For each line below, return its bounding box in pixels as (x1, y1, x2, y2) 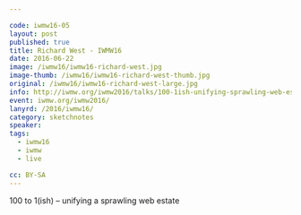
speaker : (9, 121, 42, 130)
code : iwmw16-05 (9, 21, 70, 30)
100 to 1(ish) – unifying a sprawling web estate (9, 194, 180, 206)
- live (17, 154, 42, 163)
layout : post (9, 29, 58, 39)
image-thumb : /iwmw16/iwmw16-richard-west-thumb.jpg (9, 71, 211, 81)
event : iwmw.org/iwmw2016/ (9, 96, 110, 105)
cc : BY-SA (9, 170, 47, 179)
